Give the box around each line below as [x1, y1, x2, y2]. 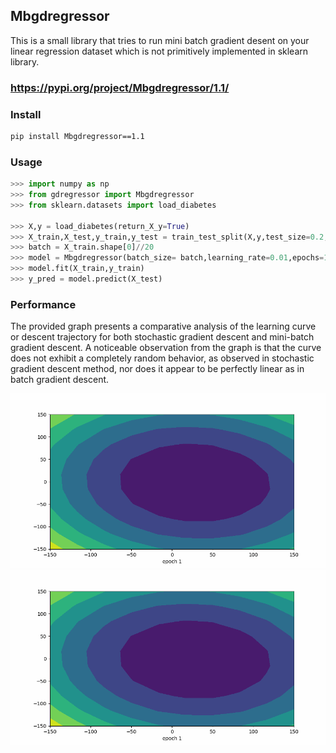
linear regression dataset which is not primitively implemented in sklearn [10, 45, 309, 57]
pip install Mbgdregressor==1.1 [10, 132, 145, 142]
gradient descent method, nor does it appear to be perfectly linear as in [10, 363, 305, 375]
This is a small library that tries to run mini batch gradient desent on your [10, 34, 310, 46]
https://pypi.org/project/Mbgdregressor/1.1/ [10, 80, 230, 94]
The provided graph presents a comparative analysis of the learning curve [10, 320, 317, 333]
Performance [10, 297, 77, 311]
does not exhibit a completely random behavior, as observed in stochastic [10, 352, 315, 364]
